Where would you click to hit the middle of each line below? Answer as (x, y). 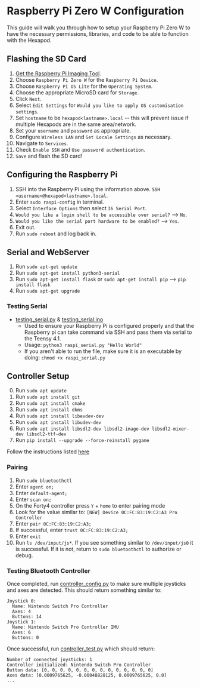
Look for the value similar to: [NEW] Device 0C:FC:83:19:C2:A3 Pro (96, 512)
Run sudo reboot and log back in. (56, 234)
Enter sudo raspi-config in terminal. (60, 202)
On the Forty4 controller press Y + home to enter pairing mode (90, 505)
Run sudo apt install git (48, 397)
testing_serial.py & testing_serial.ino (59, 319)
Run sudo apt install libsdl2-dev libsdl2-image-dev (82, 429)
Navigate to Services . (42, 143)
